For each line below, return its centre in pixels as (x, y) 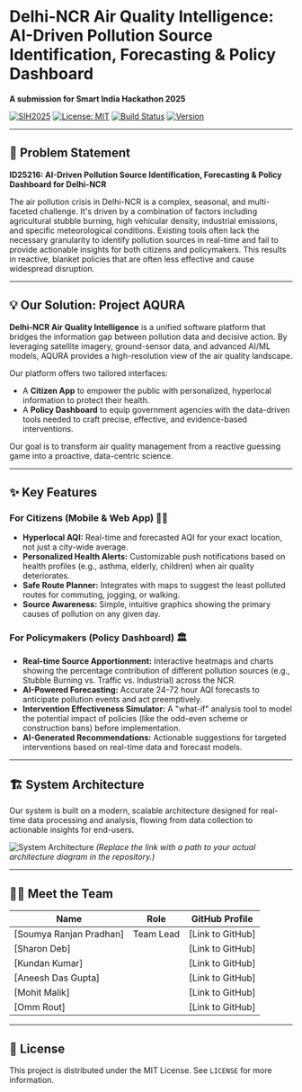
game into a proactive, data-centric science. (91, 455)
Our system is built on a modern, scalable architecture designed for (134, 810)
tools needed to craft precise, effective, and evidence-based (134, 419)
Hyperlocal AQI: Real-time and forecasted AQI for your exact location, (152, 538)
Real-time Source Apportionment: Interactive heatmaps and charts (148, 661)
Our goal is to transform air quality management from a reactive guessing (145, 446)
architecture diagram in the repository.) (82, 857)
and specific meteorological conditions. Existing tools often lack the (134, 230)
